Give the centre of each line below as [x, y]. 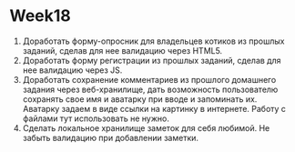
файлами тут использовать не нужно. [96, 118]
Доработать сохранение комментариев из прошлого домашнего [149, 79]
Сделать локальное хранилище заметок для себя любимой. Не [146, 127]
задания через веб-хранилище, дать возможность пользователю [150, 89]
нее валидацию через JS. [72, 70]
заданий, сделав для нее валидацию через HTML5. [122, 50]
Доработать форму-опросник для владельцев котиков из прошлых [153, 41]
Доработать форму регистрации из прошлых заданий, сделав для [152, 60]
